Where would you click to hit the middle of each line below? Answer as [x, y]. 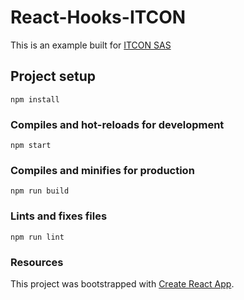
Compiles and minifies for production [102, 170]
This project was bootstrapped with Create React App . [122, 283]
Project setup [53, 76]
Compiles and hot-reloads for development [117, 124]
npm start [31, 146]
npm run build [40, 191]
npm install [35, 99]
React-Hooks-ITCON [98, 17]
